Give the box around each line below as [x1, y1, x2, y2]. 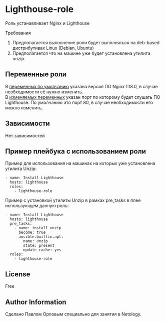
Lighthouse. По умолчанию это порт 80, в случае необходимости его [5, 99, 153, 105]
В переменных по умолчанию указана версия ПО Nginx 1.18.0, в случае [5, 83, 158, 89]
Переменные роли [5, 70, 66, 79]
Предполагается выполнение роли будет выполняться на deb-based [12, 39, 160, 46]
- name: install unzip [14, 226, 61, 231]
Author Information [5, 297, 66, 306]
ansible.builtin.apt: [18, 234, 64, 239]
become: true [18, 230, 46, 235]
